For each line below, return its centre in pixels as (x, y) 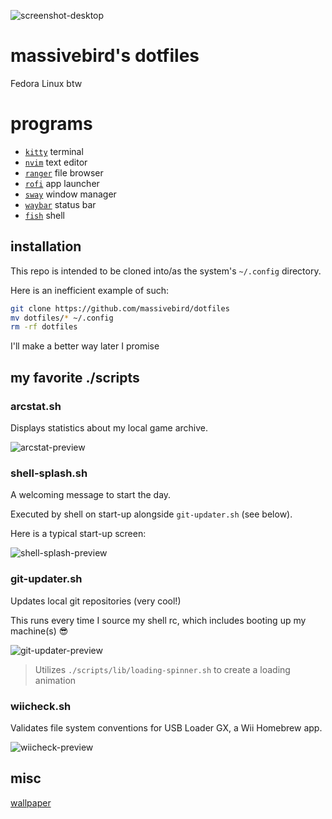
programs (51, 124)
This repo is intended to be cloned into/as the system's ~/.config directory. (166, 271)
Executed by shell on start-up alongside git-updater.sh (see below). (151, 514)
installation (46, 246)
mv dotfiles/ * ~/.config (62, 318)
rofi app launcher (62, 183)
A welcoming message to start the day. (91, 495)
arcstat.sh (36, 406)
